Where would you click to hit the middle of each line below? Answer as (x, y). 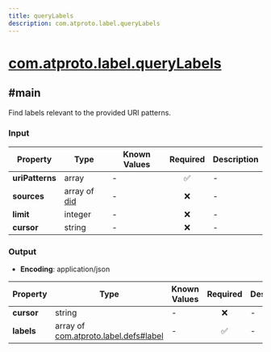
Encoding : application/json (65, 269)
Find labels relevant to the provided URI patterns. (90, 112)
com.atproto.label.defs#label (109, 336)
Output (23, 251)
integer (77, 214)
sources (28, 196)
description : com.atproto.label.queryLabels (84, 23)
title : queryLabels (41, 16)
